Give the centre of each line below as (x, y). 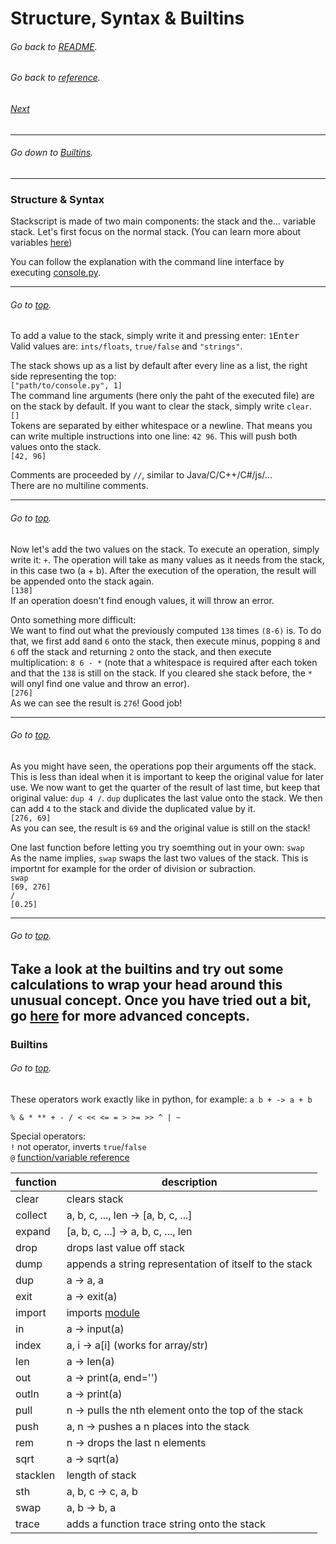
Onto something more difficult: (73, 619)
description (189, 1182)
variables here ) (41, 243)
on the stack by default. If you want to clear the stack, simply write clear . (161, 406)
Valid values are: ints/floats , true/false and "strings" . (126, 346)
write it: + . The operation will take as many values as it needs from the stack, (167, 559)
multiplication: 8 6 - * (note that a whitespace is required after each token (164, 662)
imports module (103, 1313)
